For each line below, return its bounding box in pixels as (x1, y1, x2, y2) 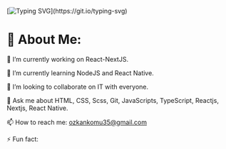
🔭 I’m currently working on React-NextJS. (6, 55, 129, 63)
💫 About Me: (6, 32, 82, 48)
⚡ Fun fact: (6, 135, 38, 143)
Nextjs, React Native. (6, 104, 68, 112)
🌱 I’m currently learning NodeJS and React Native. (6, 68, 154, 77)
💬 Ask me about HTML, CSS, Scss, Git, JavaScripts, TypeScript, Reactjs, (6, 96, 219, 104)
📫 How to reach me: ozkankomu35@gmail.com (6, 118, 148, 126)
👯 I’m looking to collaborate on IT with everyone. (6, 82, 149, 91)
